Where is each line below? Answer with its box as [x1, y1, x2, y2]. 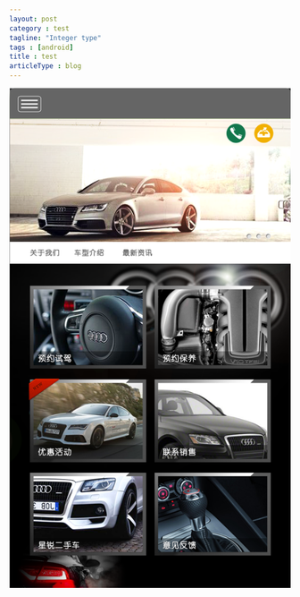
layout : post [9, 14, 58, 23]
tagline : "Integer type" [9, 33, 102, 42]
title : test [9, 52, 58, 62]
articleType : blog [9, 62, 82, 71]
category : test [9, 23, 70, 33]
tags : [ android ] [9, 43, 74, 52]
